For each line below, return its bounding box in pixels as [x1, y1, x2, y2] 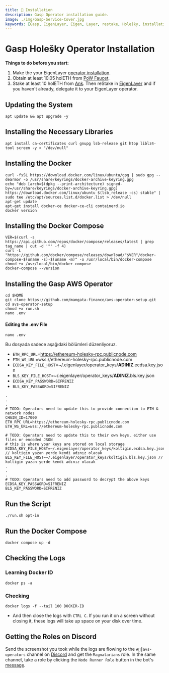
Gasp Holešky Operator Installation [5, 43, 155, 55]
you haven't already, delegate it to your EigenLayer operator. [12, 86, 138, 92]
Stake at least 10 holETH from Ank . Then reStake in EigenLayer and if [12, 80, 156, 86]
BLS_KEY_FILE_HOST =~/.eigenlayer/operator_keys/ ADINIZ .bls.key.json [12, 372, 155, 379]
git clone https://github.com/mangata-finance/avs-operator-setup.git [5, 298, 156, 303]
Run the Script [5, 500, 51, 508]
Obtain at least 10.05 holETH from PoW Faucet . [12, 75, 110, 81]
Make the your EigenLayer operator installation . [12, 70, 111, 76]
